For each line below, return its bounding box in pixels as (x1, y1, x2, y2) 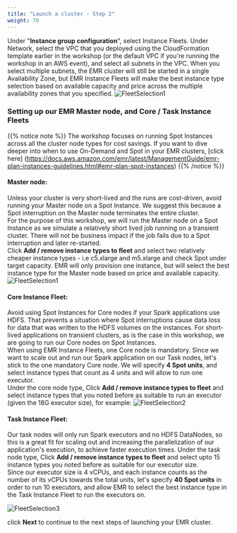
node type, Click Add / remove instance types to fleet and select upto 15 (7, 453, 221, 462)
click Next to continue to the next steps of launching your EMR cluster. (7, 518, 213, 527)
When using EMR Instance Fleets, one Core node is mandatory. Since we (7, 346, 219, 355)
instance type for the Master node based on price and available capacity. (7, 269, 220, 277)
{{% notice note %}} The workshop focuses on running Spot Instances (7, 132, 213, 140)
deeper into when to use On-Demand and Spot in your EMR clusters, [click (7, 147, 224, 155)
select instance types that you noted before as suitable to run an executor (7, 391, 222, 400)
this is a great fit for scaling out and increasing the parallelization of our (7, 438, 215, 447)
